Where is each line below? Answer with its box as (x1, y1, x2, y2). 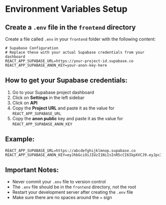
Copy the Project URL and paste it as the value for (12, 105, 115, 111)
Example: (5, 135, 35, 143)
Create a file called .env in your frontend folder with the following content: (5, 36, 156, 42)
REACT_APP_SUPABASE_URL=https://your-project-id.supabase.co (5, 59, 134, 64)
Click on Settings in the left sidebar (12, 95, 85, 101)
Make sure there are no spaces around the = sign (12, 195, 112, 201)
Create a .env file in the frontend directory (5, 23, 136, 32)
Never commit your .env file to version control (12, 179, 106, 185)
